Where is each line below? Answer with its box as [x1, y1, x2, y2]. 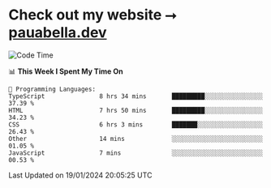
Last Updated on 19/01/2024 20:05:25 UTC [8, 170, 153, 180]
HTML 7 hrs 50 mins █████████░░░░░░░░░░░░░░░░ [8, 106, 264, 114]
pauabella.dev [8, 23, 107, 42]
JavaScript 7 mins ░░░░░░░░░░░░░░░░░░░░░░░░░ [8, 148, 264, 157]
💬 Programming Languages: [8, 85, 96, 93]
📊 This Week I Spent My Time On [8, 66, 123, 76]
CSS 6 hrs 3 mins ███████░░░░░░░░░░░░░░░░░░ [8, 120, 264, 129]
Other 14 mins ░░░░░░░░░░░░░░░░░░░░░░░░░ [8, 135, 264, 143]
